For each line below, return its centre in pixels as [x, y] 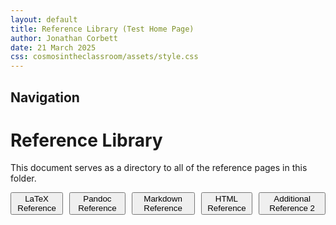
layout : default [44, 19]
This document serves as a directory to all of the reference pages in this [159, 168]
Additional [292, 199]
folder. [23, 178]
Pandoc [97, 199]
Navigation [45, 97]
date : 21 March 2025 [53, 47]
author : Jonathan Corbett [64, 38]
